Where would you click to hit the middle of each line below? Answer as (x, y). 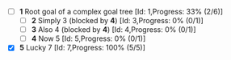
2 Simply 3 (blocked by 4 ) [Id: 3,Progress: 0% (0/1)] (117, 21)
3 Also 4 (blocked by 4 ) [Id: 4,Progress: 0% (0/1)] (113, 30)
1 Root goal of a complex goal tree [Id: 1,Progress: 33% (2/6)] (121, 12)
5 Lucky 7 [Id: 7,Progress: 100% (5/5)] (82, 48)
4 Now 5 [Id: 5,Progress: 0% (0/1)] (88, 38)
